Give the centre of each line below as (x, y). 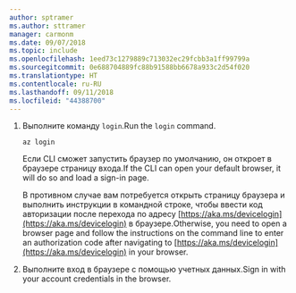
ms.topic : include (43, 51)
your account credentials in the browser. (97, 279)
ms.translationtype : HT (54, 76)
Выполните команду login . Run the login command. (119, 126)
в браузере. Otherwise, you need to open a (208, 223)
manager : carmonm (42, 34)
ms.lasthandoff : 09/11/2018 (62, 92)
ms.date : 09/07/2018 (48, 42)
